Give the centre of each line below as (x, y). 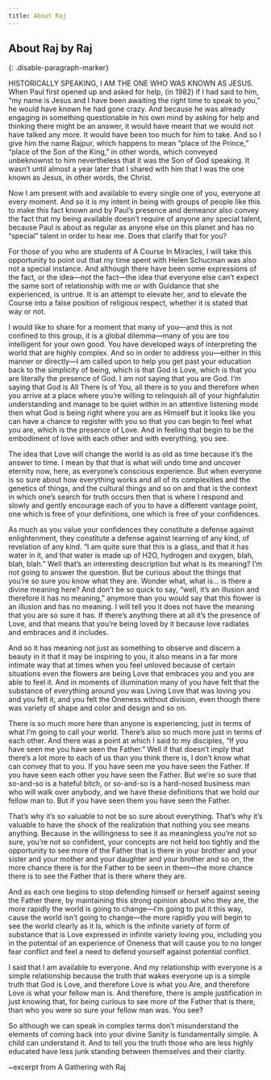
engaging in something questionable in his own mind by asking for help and (134, 118)
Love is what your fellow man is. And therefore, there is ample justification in (135, 993)
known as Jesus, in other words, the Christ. (81, 177)
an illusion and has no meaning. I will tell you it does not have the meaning (131, 607)
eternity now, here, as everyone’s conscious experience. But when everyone (135, 471)
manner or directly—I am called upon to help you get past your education (130, 361)
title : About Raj (38, 16)
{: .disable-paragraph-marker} (58, 68)
